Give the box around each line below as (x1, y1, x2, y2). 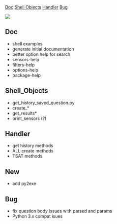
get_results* (12, 110, 37, 116)
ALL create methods (12, 148, 54, 154)
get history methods (12, 143, 53, 149)
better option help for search (12, 51, 71, 57)
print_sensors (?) (12, 115, 47, 121)
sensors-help (12, 56, 39, 62)
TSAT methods (12, 153, 43, 159)
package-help (12, 72, 41, 78)
